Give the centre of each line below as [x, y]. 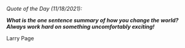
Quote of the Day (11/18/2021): [44, 9]
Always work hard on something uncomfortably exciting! [80, 27]
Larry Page [20, 38]
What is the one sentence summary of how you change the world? [92, 20]
